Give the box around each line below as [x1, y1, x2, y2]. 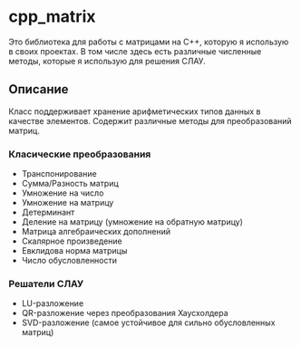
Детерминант [21, 207, 75, 218]
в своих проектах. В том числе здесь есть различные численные [8, 45, 262, 56]
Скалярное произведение [21, 235, 123, 246]
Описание [8, 82, 69, 97]
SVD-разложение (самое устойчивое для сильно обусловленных [21, 317, 276, 328]
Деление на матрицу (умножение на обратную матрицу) [21, 216, 244, 227]
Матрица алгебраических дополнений [21, 226, 171, 237]
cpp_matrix [8, 6, 96, 27]
